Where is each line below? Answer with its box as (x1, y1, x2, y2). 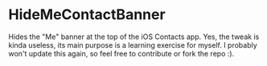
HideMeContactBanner (8, 6, 166, 24)
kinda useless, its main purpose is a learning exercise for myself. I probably (8, 40, 257, 49)
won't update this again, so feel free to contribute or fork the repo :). (8, 49, 235, 58)
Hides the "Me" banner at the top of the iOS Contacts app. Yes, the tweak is (8, 32, 260, 41)
